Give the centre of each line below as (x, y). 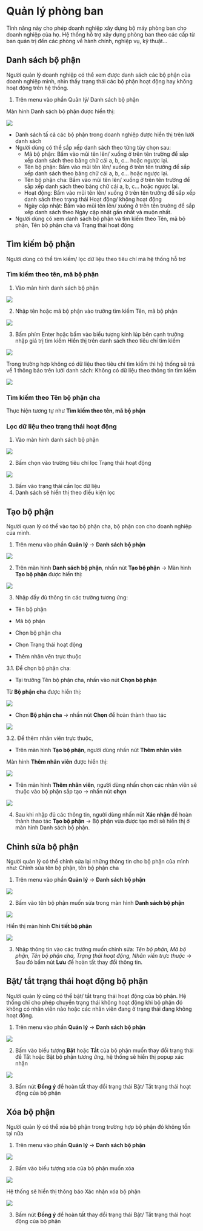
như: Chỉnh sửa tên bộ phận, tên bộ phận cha (63, 868)
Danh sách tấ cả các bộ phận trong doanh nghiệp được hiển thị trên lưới (105, 134)
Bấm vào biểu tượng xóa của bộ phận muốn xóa (75, 1168)
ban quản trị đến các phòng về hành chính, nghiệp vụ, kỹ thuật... (87, 41)
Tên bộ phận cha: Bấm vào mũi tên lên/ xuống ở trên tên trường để (107, 180)
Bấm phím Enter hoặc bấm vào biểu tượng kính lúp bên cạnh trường (99, 334)
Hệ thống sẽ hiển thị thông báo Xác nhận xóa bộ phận (73, 1191)
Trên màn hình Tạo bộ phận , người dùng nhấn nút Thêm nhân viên (98, 750)
